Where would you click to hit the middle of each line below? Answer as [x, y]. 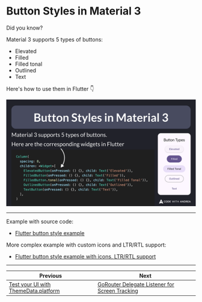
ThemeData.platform [34, 291]
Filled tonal [29, 64]
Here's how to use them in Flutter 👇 [50, 89]
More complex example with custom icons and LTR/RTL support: [86, 245]
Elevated [26, 51]
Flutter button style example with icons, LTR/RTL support [85, 257]
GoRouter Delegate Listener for [136, 285]
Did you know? [25, 28]
